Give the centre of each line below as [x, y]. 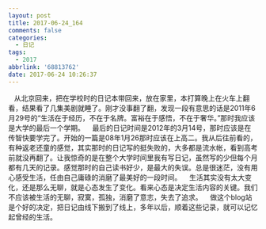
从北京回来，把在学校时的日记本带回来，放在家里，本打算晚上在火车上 [128, 98]
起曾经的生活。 [32, 217]
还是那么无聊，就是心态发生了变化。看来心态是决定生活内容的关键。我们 [140, 187]
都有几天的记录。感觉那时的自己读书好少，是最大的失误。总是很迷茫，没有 [129, 167]
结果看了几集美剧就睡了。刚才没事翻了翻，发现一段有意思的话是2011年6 [139, 108]
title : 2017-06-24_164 [46, 23]
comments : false [35, 30]
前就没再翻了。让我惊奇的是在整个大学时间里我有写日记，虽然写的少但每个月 [133, 157]
